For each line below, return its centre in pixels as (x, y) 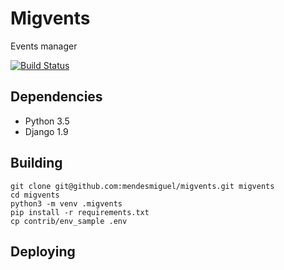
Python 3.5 (47, 121)
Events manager (44, 46)
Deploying (43, 251)
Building (36, 163)
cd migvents (35, 195)
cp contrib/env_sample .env (69, 221)
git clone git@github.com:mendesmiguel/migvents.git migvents (142, 186)
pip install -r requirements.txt (80, 212)
